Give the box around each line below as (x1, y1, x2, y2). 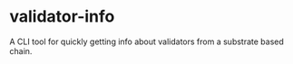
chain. (9, 45, 33, 56)
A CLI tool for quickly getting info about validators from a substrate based (9, 36, 284, 47)
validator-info (9, 6, 115, 27)
